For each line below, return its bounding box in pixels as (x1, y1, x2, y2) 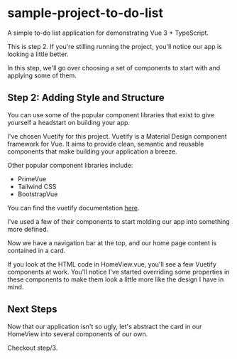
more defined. (7, 225, 49, 233)
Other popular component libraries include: (7, 161, 133, 169)
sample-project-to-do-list (7, 5, 163, 21)
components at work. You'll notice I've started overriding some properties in (7, 267, 230, 276)
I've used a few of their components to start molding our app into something (7, 217, 231, 225)
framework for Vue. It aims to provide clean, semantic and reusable (7, 139, 204, 148)
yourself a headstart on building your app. (7, 118, 130, 127)
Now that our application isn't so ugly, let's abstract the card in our (7, 322, 202, 331)
